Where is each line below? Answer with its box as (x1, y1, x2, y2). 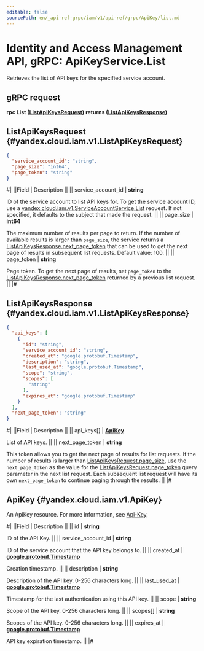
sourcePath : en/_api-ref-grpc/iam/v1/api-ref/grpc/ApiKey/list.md (6, 15, 180, 21)
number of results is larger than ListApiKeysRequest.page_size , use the (6, 457, 187, 464)
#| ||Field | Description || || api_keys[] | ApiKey (6, 427, 125, 434)
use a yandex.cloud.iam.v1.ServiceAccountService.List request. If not (6, 205, 182, 212)
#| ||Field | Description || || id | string (6, 523, 100, 530)
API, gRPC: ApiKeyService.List (6, 54, 166, 68)
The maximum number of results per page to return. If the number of (6, 230, 180, 237)
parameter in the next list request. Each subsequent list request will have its (6, 470, 198, 478)
